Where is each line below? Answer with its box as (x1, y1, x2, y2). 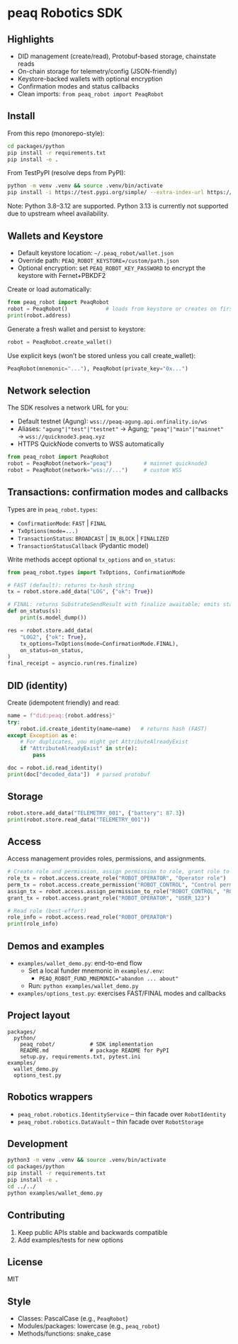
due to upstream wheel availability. (7, 209, 109, 218)
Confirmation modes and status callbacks (17, 82, 140, 90)
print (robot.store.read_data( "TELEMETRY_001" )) (7, 816, 151, 823)
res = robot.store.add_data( (7, 627, 93, 634)
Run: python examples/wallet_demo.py (28, 982, 139, 990)
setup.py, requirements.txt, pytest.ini (20, 1053, 141, 1060)
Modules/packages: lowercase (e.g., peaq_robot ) (17, 1322, 160, 1331)
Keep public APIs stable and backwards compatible (17, 1228, 168, 1236)
